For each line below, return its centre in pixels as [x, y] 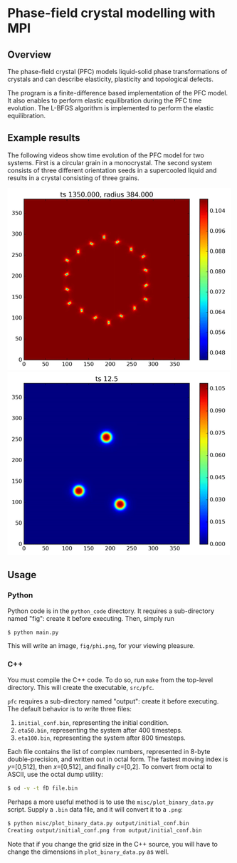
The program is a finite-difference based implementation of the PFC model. [118, 93]
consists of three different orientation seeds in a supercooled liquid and [112, 170]
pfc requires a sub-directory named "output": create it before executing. [113, 701]
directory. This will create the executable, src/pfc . [81, 687]
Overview [30, 54]
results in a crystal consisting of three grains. [74, 178]
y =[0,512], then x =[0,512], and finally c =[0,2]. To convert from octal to [110, 766]
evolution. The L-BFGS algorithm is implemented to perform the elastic [111, 108]
